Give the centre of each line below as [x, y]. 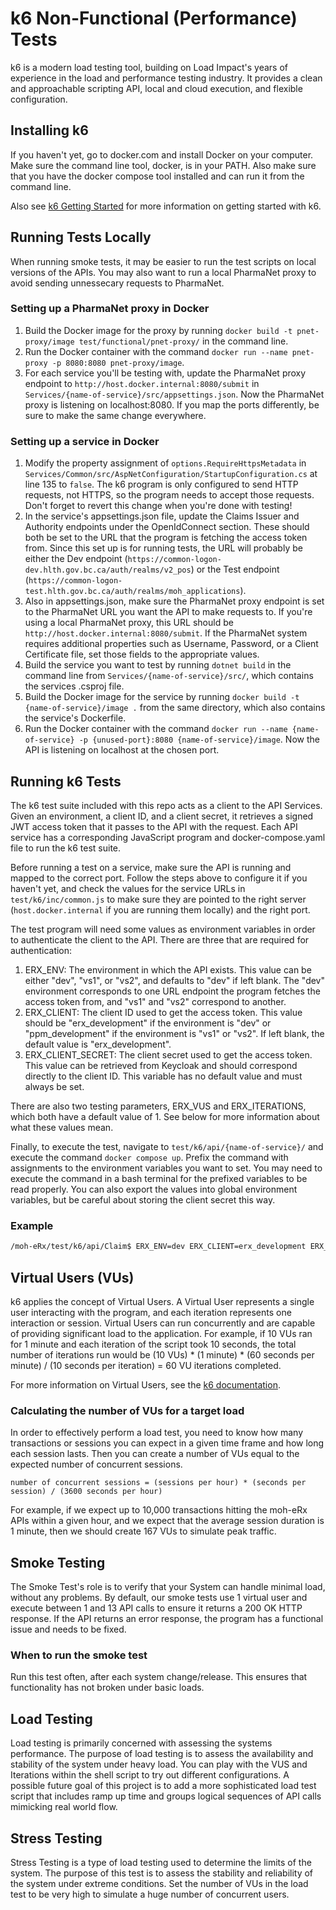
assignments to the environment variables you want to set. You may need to [166, 1168]
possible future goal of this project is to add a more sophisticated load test [163, 1786]
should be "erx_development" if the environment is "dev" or [148, 1023]
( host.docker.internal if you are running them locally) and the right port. [160, 909]
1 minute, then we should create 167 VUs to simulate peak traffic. [143, 1531]
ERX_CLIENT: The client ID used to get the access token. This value [163, 1012]
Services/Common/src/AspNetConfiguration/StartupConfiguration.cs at [171, 474]
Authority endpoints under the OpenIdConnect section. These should [167, 527]
